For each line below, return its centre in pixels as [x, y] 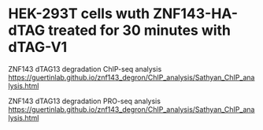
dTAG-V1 [38, 47]
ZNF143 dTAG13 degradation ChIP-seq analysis [85, 69]
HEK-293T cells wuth [79, 14]
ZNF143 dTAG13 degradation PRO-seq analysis [85, 101]
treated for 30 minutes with [139, 30]
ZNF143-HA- [195, 14]
